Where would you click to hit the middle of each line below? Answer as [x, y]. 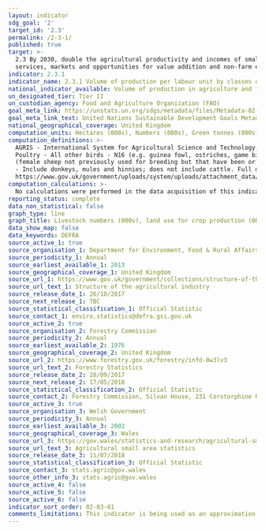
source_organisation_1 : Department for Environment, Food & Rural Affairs [134, 250]
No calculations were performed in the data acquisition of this [125, 191]
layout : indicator [38, 15]
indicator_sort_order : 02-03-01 [61, 507]
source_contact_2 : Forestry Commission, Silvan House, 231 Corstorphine [130, 397]
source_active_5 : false [47, 492]
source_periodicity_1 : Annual [58, 257]
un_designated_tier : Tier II [56, 96]
